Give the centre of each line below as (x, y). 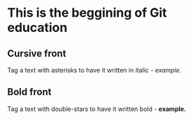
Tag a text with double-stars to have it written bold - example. (97, 109)
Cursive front (37, 53)
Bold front (29, 92)
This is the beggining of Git (87, 13)
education (37, 28)
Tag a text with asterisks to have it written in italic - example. (94, 70)
